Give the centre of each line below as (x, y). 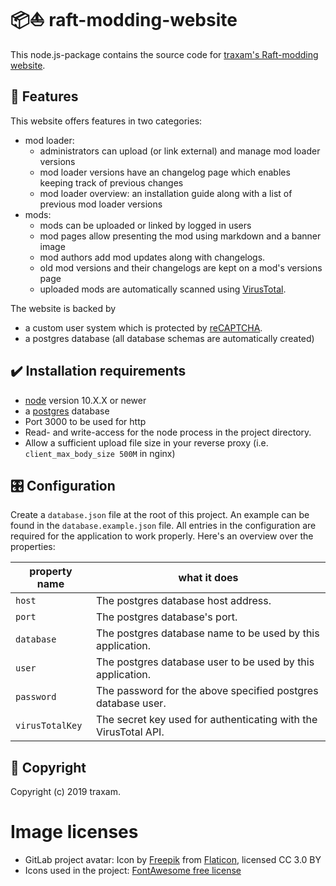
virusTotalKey (49, 726)
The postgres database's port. (167, 617)
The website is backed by (63, 308)
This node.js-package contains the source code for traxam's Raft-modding (164, 54)
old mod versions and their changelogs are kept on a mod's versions (181, 267)
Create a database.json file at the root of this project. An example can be (160, 515)
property (51, 572)
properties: (33, 547)
